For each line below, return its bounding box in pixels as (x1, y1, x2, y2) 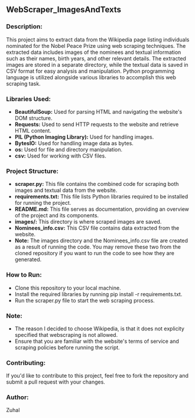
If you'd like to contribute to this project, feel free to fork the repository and (6, 372, 189, 380)
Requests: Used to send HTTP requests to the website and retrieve (14, 121, 179, 128)
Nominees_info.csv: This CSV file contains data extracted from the (14, 224, 180, 231)
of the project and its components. (14, 212, 99, 219)
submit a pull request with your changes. (6, 378, 105, 385)
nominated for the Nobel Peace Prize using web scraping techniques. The (6, 42, 186, 49)
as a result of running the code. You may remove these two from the (14, 243, 181, 250)
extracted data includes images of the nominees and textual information (6, 49, 181, 56)
